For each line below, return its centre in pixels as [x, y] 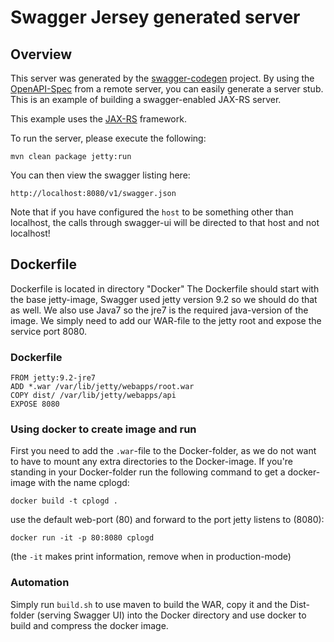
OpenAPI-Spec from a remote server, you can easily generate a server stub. [167, 89]
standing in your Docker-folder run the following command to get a [148, 472]
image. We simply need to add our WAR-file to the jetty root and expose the [166, 320]
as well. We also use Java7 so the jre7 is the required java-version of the [159, 310]
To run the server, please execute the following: [108, 138]
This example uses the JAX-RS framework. [98, 119]
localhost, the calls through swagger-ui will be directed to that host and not [165, 222]
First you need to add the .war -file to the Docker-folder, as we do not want [163, 451]
